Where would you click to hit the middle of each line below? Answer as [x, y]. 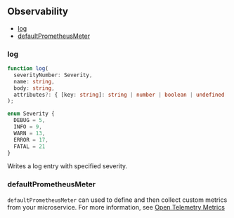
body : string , [34, 88]
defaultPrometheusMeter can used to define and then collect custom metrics [117, 200]
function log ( [28, 69]
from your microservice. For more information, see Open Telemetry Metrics [116, 207]
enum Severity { [31, 114]
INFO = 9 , [28, 127]
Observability [38, 12]
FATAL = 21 [30, 147]
